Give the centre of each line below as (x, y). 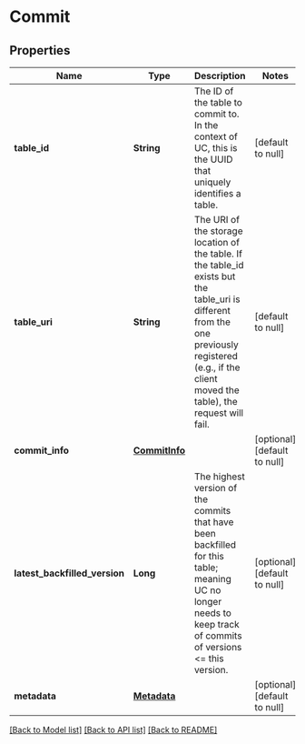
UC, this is (216, 148)
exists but (215, 276)
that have (214, 522)
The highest (219, 477)
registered (216, 356)
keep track (216, 624)
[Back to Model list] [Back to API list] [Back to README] (113, 730)
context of (216, 136)
